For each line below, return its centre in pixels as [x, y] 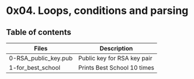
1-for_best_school [34, 68]
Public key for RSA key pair [115, 58]
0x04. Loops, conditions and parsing [97, 11]
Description [116, 49]
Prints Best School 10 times [116, 68]
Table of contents [39, 32]
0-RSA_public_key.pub [41, 58]
